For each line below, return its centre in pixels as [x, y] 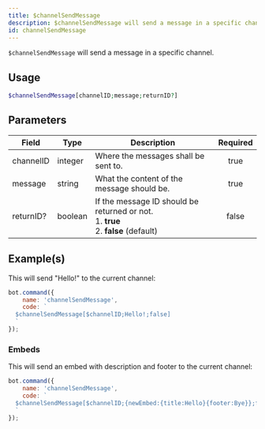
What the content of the [139, 179]
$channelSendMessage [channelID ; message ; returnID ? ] [93, 96]
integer [71, 160]
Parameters [37, 120]
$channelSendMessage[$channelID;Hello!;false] [93, 314]
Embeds [24, 349]
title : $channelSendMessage [54, 15]
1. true [108, 220]
